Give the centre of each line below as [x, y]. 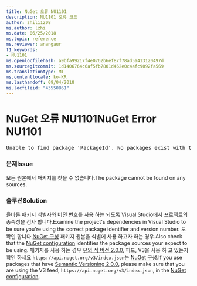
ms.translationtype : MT [35, 72]
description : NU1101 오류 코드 [42, 17]
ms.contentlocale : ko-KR [36, 77]
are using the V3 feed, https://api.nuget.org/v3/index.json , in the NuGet [96, 270]
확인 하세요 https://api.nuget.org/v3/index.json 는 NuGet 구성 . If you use [94, 258]
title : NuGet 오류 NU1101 [37, 11]
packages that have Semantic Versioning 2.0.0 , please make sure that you [95, 264]
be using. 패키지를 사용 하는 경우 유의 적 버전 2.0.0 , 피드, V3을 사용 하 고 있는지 [97, 250]
